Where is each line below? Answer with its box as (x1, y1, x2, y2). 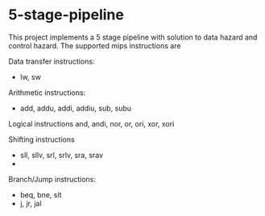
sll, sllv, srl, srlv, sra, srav (19, 150, 103, 160)
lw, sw (19, 72, 42, 81)
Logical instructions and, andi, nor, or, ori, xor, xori (8, 118, 175, 128)
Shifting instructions (8, 135, 75, 144)
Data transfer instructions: (8, 56, 95, 66)
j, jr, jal (19, 198, 42, 208)
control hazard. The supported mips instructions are (8, 40, 181, 50)
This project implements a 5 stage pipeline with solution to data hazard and (8, 32, 258, 42)
